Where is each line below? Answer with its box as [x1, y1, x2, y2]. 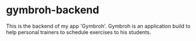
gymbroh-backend [6, 3, 99, 17]
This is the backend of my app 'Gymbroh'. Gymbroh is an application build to [6, 23, 191, 29]
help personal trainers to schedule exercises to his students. [6, 28, 152, 35]
